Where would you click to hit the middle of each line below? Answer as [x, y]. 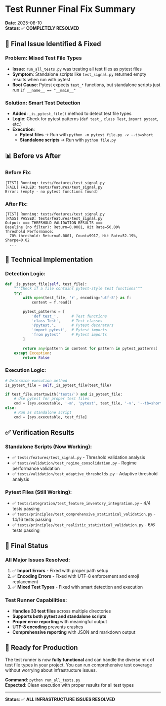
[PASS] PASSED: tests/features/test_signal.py [54, 218]
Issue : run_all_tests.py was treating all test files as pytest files [77, 69]
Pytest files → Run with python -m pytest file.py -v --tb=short [86, 134]
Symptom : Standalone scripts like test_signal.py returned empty [79, 74]
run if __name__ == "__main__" [44, 90]
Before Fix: [19, 173]
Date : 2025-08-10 [23, 23]
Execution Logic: [26, 370]
